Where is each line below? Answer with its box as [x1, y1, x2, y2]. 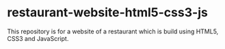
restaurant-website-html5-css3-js [7, 5, 209, 20]
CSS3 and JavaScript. [7, 34, 69, 42]
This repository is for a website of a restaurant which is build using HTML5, [7, 27, 219, 35]
